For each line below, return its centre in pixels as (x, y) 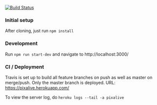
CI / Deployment (25, 67)
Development (21, 43)
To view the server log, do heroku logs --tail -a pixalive (65, 97)
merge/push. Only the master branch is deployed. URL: (60, 83)
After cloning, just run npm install (39, 31)
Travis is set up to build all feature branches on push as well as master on (79, 77)
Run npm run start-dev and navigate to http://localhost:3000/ (67, 54)
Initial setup (19, 20)
